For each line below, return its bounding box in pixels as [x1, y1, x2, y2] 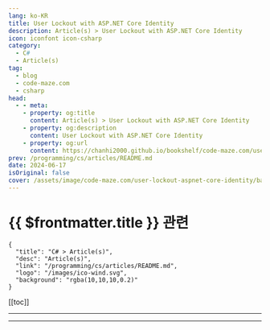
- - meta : [15, 101, 48, 109]
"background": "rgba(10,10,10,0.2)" [15, 275, 138, 284]
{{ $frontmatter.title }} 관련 [8, 214, 189, 232]
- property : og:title [22, 109, 95, 118]
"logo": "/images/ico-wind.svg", [15, 269, 128, 277]
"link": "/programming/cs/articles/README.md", [15, 262, 178, 270]
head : [8, 94, 27, 102]
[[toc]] [8, 297, 30, 307]
